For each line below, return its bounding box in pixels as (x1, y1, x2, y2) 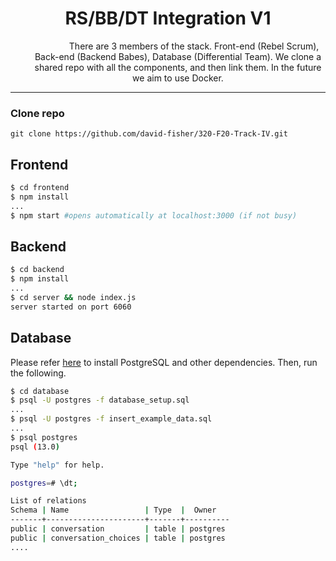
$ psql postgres (10, 432, 78, 442)
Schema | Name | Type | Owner (10, 505, 217, 516)
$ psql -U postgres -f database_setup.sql (10, 395, 190, 406)
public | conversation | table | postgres (10, 524, 226, 534)
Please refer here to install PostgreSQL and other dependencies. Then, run (10, 356, 318, 368)
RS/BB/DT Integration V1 (64, 7, 272, 30)
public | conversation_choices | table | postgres (10, 533, 226, 543)
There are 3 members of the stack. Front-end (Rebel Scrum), (68, 40, 320, 52)
